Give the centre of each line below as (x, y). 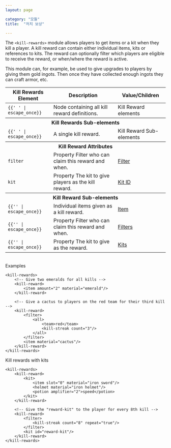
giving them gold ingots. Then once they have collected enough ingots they (84, 74)
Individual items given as (83, 206)
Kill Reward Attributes (85, 146)
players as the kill (74, 182)
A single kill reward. (77, 134)
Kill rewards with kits (27, 360)
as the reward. (70, 248)
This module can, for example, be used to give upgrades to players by (79, 69)
